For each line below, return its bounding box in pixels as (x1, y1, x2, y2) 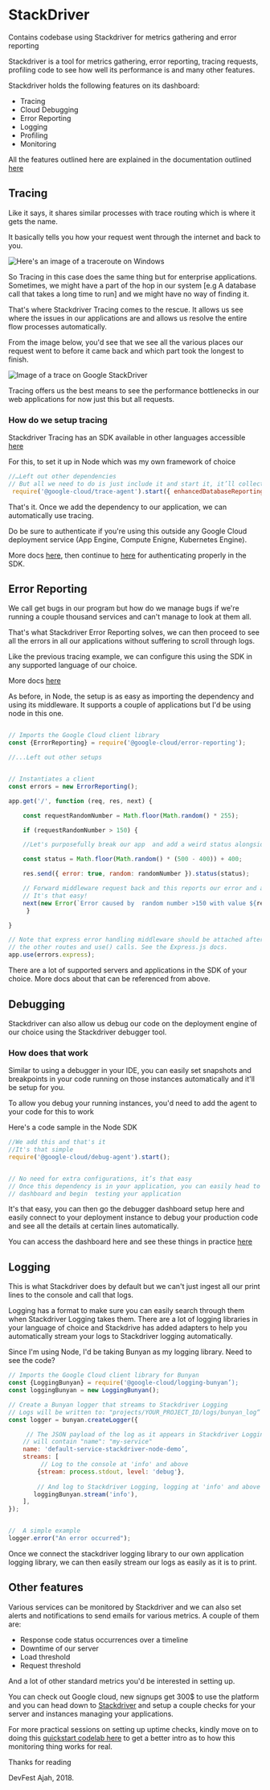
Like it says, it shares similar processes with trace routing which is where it (8, 208, 256, 218)
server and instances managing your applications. (8, 1709, 174, 1718)
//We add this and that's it (8, 1138, 106, 1146)
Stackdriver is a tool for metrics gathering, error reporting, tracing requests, (8, 56, 259, 66)
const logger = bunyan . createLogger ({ (8, 1415, 138, 1423)
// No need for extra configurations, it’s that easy (8, 1175, 193, 1183)
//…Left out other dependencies (8, 473, 117, 481)
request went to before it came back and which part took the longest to (8, 346, 244, 355)
